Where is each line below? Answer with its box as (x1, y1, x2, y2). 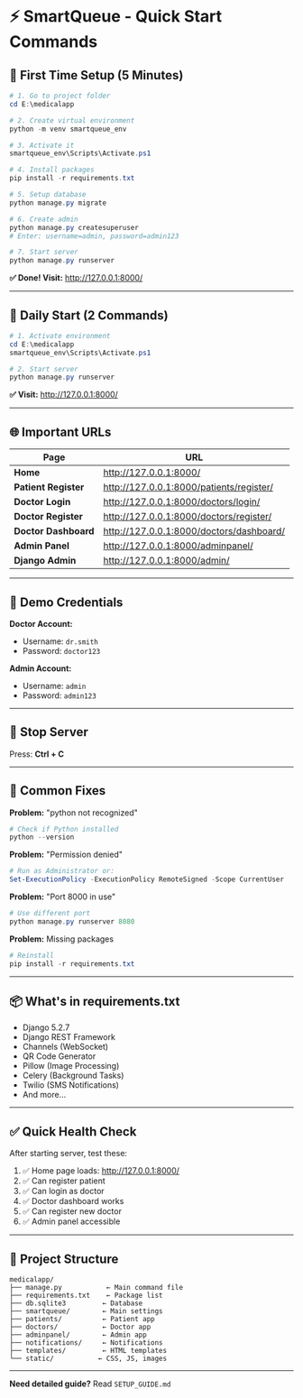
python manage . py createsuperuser (9, 223, 140, 232)
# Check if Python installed (9, 824, 119, 833)
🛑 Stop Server (9, 724, 88, 740)
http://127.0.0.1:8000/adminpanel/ (103, 539, 254, 552)
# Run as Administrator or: (9, 867, 115, 876)
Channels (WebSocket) (22, 1042, 109, 1053)
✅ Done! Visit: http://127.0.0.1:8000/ (9, 272, 143, 283)
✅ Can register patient (22, 1175, 106, 1186)
